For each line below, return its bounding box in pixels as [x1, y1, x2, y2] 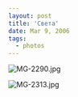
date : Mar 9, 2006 [8, 27, 70, 35]
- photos [15, 42, 45, 50]
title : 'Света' [8, 19, 60, 27]
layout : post [8, 11, 52, 20]
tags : [8, 34, 27, 43]
